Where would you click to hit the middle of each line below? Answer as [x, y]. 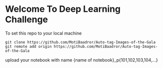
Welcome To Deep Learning [63, 9]
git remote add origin [28, 46]
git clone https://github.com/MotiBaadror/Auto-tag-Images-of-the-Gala [80, 42]
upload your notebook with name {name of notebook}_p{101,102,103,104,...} [81, 60]
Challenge [27, 19]
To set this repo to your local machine [43, 33]
